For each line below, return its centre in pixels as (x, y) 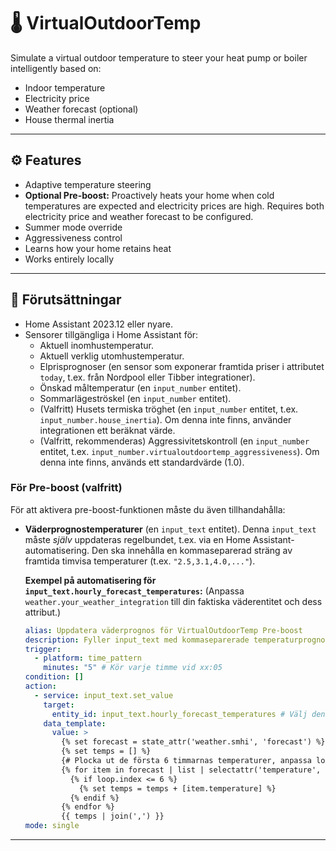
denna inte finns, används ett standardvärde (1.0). (142, 462)
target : (59, 705)
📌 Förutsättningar (66, 300)
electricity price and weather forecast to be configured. (139, 216)
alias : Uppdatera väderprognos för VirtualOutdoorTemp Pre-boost (163, 630)
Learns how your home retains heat (98, 248)
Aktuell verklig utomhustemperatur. (112, 356)
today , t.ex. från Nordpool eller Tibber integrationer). (147, 377)
